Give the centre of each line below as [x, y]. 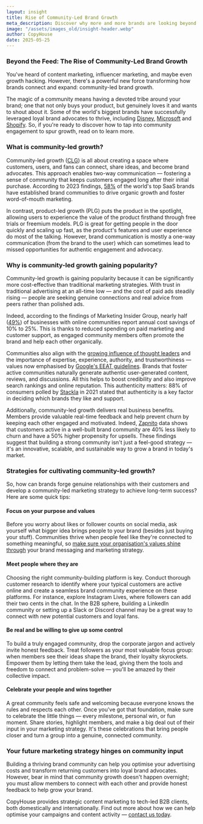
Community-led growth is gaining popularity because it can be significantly [100, 278]
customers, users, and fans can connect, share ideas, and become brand [98, 167]
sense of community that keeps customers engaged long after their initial [98, 179]
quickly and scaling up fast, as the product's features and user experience [99, 230]
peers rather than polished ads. [45, 304]
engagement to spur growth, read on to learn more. [70, 132]
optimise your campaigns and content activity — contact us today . [89, 815]
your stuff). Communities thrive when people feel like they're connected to [99, 537]
